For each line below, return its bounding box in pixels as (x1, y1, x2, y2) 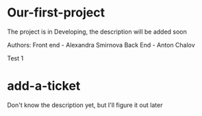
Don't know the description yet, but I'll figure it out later (7, 101, 163, 109)
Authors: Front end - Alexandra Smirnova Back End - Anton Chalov (7, 40, 195, 49)
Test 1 (7, 54, 24, 62)
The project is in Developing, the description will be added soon (7, 27, 187, 36)
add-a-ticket (7, 78, 81, 94)
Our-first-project (7, 5, 105, 21)
